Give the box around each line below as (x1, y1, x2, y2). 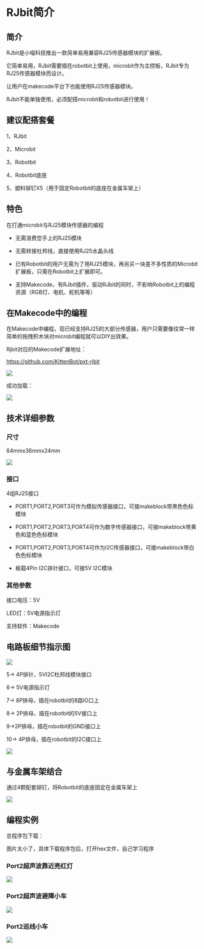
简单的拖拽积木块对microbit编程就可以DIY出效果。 (6, 333, 132, 340)
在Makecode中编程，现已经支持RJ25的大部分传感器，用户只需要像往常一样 (6, 325, 195, 332)
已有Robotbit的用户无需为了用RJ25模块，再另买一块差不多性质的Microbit (15, 260, 198, 267)
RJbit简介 (6, 5, 55, 20)
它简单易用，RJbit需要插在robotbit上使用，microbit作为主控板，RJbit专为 (6, 62, 190, 69)
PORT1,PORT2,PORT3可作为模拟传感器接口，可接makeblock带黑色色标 (15, 503, 194, 510)
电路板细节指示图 (6, 642, 71, 653)
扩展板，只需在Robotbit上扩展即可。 (15, 268, 107, 275)
